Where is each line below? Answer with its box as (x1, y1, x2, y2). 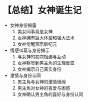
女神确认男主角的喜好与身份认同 (17, 91, 83, 97)
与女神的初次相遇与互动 (17, 53, 66, 59)
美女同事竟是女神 (17, 28, 53, 34)
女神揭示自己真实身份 (17, 66, 61, 72)
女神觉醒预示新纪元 (17, 41, 57, 47)
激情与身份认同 (9, 72, 41, 78)
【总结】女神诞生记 (2, 5, 82, 16)
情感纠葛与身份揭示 (9, 47, 50, 53)
